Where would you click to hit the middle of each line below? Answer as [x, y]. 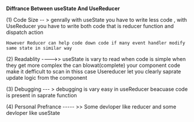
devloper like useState [33, 113]
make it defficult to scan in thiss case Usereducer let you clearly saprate [93, 72]
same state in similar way [39, 48]
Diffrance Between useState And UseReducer [63, 9]
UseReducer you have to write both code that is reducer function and [90, 26]
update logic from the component [47, 78]
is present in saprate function [42, 95]
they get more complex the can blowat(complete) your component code [93, 65]
